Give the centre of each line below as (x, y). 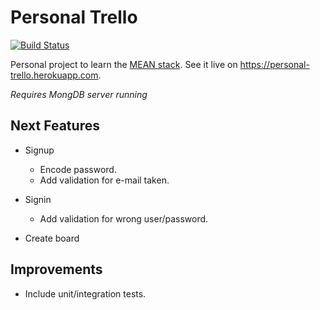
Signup (39, 150)
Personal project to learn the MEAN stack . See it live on (124, 64)
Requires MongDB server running (79, 94)
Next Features (55, 126)
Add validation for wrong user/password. (124, 218)
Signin (38, 199)
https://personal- (274, 64)
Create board (52, 238)
